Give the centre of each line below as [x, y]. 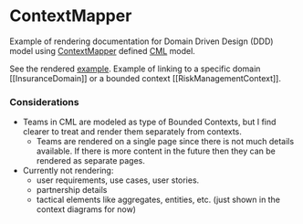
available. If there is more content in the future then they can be [156, 151]
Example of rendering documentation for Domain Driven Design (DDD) [141, 41]
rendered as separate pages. [91, 161]
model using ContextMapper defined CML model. [103, 50]
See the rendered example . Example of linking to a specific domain [135, 69]
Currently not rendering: [68, 171]
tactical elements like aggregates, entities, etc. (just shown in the [158, 200]
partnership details [72, 190]
